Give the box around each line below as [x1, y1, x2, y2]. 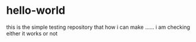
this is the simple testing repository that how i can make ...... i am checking [6, 23, 191, 31]
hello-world [6, 4, 66, 17]
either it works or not [6, 29, 58, 37]
